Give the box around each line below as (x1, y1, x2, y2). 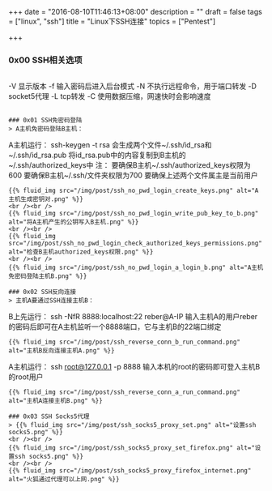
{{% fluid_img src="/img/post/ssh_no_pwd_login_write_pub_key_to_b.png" (8, 210, 259, 218)
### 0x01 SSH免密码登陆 (8, 117, 83, 125)
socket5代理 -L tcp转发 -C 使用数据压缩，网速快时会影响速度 (8, 92, 211, 101)
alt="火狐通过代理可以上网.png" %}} (8, 476, 120, 484)
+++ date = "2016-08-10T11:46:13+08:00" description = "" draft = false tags (8, 7, 263, 16)
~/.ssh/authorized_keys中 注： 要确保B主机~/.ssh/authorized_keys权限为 (8, 160, 251, 170)
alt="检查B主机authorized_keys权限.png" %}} (8, 248, 154, 256)
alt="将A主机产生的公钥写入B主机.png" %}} (8, 218, 139, 226)
